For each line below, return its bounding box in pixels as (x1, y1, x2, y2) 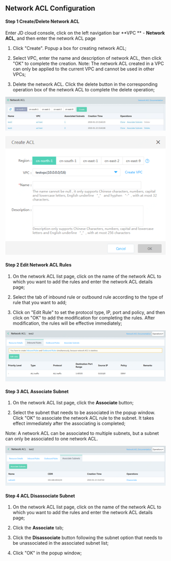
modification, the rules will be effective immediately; (12, 320, 122, 326)
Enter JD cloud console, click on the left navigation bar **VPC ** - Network (5, 30, 165, 36)
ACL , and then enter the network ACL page (5, 35, 96, 41)
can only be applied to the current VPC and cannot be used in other (12, 66, 155, 72)
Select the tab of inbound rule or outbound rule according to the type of (12, 294, 163, 300)
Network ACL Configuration (5, 4, 96, 13)
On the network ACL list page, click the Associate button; (12, 400, 134, 406)
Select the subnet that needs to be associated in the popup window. (12, 409, 155, 416)
